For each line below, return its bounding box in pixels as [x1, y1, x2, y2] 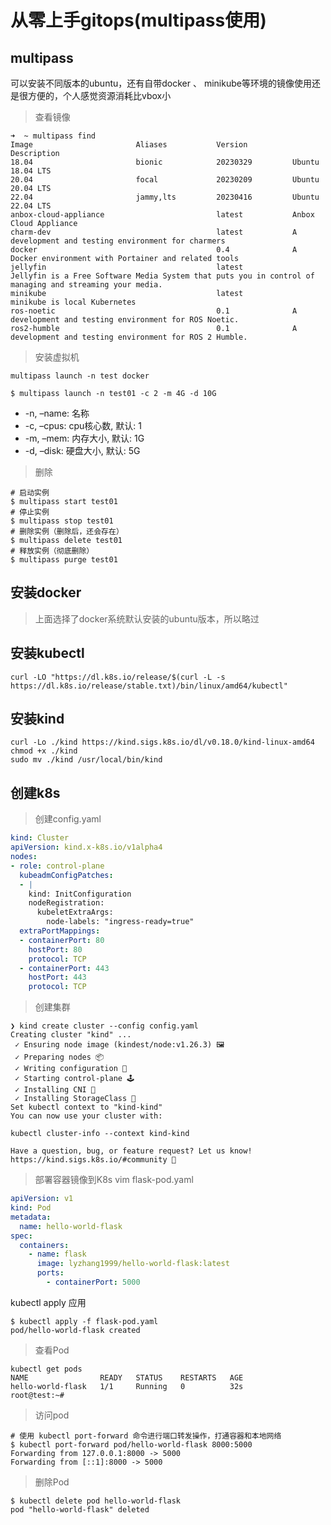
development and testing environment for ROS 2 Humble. [10, 332, 248, 342]
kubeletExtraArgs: [36, 907, 114, 918]
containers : [19, 1240, 70, 1250]
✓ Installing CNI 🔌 [14, 1085, 97, 1095]
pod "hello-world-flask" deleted [10, 1504, 150, 1515]
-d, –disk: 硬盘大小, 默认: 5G [24, 445, 141, 456]
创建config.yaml [34, 813, 102, 825]
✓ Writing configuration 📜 [14, 1064, 128, 1074]
